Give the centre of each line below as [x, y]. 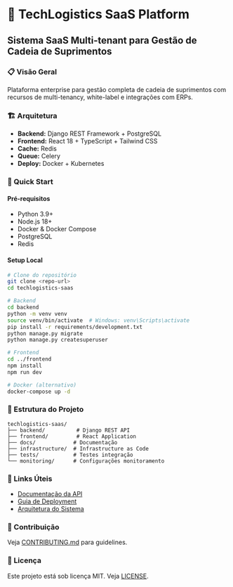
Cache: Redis [37, 149]
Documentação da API [50, 494]
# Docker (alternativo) [42, 385]
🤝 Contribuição [33, 527]
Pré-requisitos [29, 198]
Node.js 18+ [35, 221]
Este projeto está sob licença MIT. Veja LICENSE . [78, 576]
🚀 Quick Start [31, 182]
